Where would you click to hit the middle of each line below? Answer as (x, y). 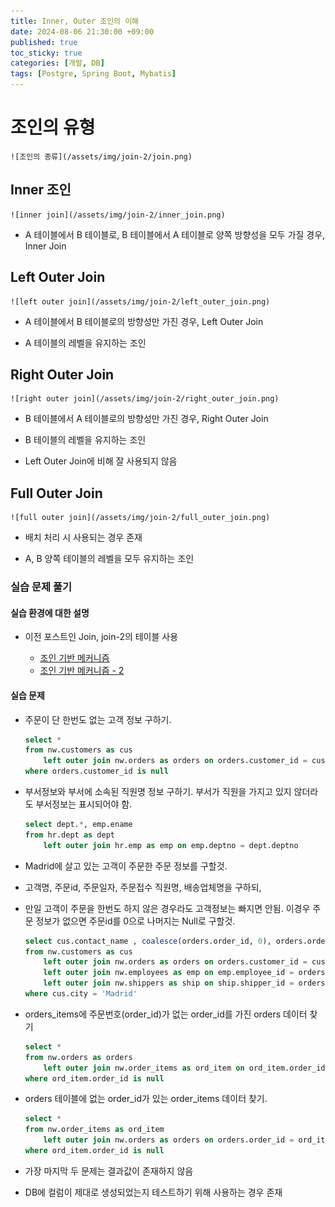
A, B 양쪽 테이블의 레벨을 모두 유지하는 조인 (109, 559)
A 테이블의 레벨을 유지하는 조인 (85, 342)
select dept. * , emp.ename (78, 825)
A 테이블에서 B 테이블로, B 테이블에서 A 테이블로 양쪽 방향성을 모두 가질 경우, (175, 234)
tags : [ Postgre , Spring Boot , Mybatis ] (93, 74)
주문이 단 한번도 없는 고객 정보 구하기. (98, 719)
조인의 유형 (53, 127)
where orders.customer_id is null (96, 771)
